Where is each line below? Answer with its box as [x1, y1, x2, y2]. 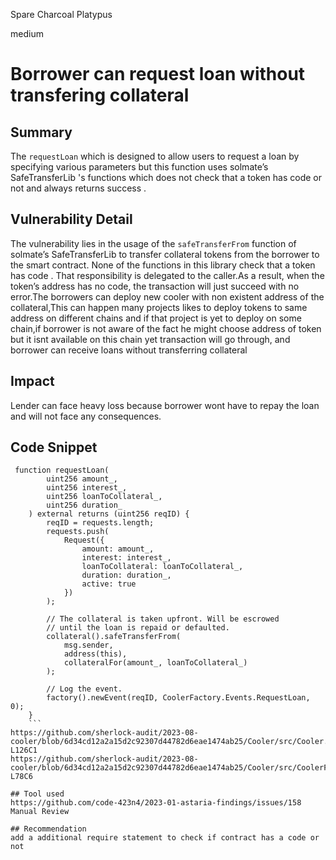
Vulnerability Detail [10, 211, 133, 228]
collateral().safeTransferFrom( [46, 632, 182, 642]
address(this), [63, 649, 128, 659]
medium [10, 28, 44, 39]
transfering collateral [10, 84, 190, 107]
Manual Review [10, 807, 70, 817]
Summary [10, 124, 73, 141]
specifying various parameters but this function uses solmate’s [10, 161, 269, 173]
